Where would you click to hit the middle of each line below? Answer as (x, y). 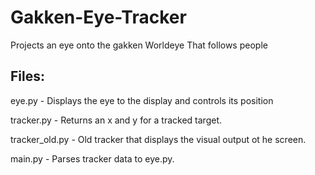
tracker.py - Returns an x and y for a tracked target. (116, 120)
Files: (27, 76)
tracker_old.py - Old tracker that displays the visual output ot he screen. (158, 139)
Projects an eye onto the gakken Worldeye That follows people (139, 45)
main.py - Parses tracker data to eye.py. (92, 158)
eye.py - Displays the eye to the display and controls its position (142, 100)
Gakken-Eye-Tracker (98, 17)
